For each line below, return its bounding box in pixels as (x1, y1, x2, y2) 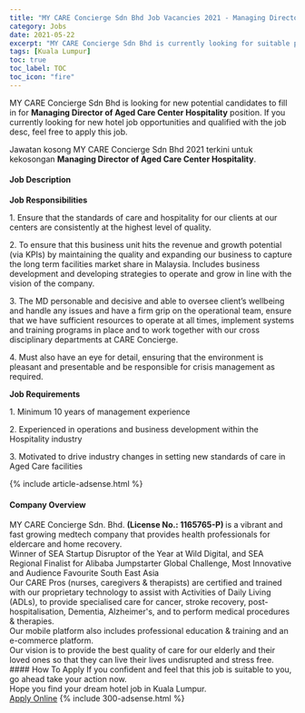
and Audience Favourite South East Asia (9, 568, 160, 579)
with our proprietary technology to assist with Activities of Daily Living (9, 587, 271, 598)
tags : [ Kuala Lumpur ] (9, 47, 92, 56)
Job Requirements (9, 388, 81, 400)
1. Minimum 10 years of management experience (9, 406, 191, 417)
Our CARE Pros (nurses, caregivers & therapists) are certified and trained (9, 578, 283, 589)
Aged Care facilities (9, 460, 84, 471)
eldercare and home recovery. (9, 539, 123, 550)
